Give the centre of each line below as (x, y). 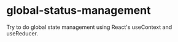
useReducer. (22, 33)
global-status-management (79, 10)
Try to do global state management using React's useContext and (89, 27)
